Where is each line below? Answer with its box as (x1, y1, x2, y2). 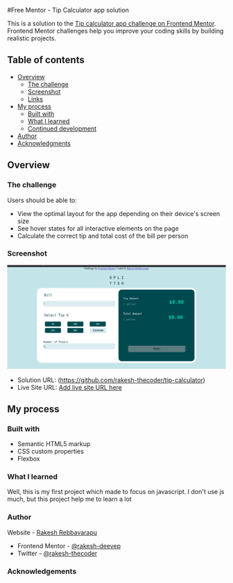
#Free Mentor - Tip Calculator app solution (7, 6, 130, 14)
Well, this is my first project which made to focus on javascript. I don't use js (7, 488, 225, 496)
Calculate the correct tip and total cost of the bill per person (17, 231, 189, 240)
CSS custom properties (17, 447, 85, 456)
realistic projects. (7, 34, 57, 42)
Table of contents (7, 54, 85, 66)
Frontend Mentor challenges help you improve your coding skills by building (7, 27, 224, 35)
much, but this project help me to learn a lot (7, 495, 132, 503)
